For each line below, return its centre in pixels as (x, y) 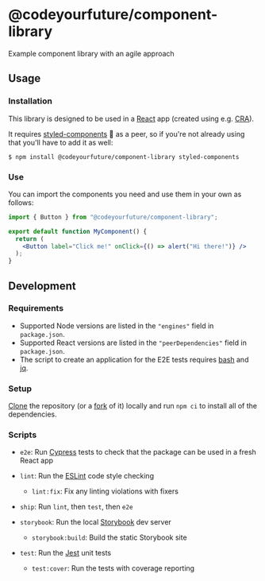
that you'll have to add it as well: (61, 142)
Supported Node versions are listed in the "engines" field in (117, 325)
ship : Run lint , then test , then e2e (76, 507)
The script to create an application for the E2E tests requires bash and (134, 359)
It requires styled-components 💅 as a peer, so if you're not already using (127, 134)
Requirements (36, 308)
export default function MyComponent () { (78, 231)
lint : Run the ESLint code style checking (87, 476)
